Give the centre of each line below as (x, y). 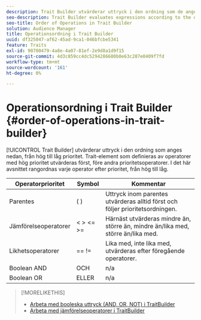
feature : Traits (26, 46)
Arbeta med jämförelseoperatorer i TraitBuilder (87, 311)
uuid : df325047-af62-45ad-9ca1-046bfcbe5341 (63, 40)
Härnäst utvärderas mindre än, (148, 219)
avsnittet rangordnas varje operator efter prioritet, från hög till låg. (87, 169)
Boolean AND (28, 268)
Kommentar (149, 184)
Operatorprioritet (39, 184)
